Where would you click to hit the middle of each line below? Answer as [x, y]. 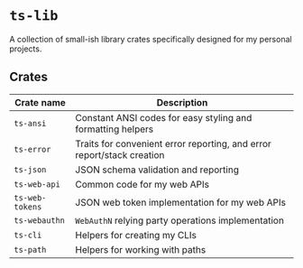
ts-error [32, 149]
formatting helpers [115, 129]
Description [182, 102]
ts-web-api [37, 184]
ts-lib [34, 16]
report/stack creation [120, 154]
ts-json [30, 169]
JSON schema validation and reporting [157, 170]
